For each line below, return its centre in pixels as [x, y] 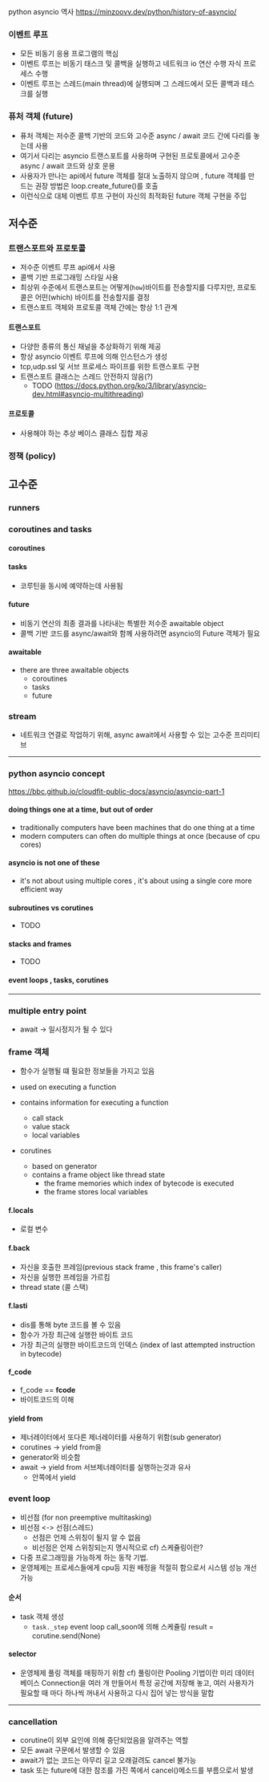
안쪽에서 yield [54, 1477]
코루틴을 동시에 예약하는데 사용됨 [71, 585]
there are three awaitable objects [74, 670]
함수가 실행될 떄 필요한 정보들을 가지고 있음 [87, 1071]
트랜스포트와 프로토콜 [47, 248]
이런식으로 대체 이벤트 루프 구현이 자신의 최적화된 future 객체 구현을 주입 [133, 196]
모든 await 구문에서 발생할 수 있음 [72, 1750]
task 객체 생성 [42, 1617]
